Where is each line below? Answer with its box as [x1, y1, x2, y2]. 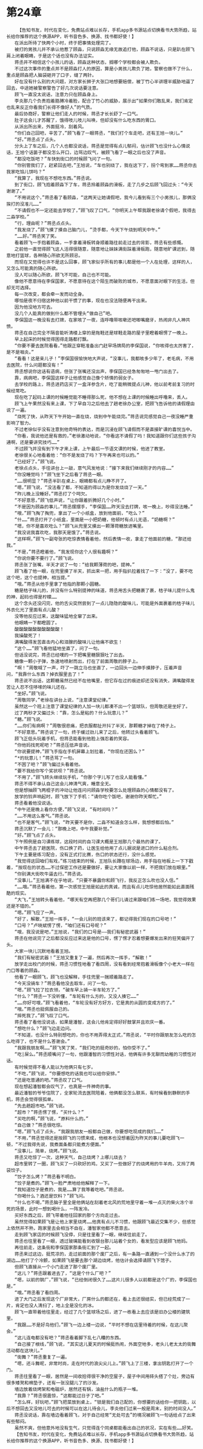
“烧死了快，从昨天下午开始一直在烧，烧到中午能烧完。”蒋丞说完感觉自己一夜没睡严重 [14, 413, 194, 420]
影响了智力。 [6, 420, 34, 426]
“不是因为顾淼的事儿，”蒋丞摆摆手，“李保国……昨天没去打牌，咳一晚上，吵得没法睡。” [14, 504, 193, 510]
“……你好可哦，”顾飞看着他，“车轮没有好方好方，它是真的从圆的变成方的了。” [14, 1000, 175, 1006]
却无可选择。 [6, 284, 34, 291]
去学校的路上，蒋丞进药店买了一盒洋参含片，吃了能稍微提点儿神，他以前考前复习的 [14, 381, 191, 387]
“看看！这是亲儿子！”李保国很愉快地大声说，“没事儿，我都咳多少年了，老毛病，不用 [14, 355, 194, 361]
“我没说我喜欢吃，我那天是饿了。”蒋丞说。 [14, 529, 104, 535]
